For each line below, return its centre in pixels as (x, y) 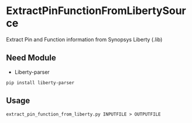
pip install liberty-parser (40, 83)
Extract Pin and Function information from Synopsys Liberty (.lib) (84, 39)
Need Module (31, 58)
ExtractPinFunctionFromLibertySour (96, 11)
